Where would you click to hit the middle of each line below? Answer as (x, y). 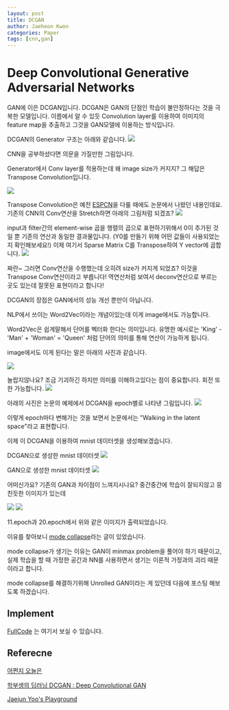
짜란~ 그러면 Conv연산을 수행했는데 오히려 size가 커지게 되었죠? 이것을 (102, 268)
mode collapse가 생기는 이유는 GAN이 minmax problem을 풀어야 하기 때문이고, (114, 551)
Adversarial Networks (71, 88)
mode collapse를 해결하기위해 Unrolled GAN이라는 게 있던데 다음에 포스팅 (107, 583)
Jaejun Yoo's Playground (42, 699)
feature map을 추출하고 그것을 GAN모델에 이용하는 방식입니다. (91, 125)
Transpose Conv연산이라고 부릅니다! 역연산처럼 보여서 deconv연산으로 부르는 (112, 277)
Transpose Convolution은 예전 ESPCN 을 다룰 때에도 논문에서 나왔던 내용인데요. (115, 205)
